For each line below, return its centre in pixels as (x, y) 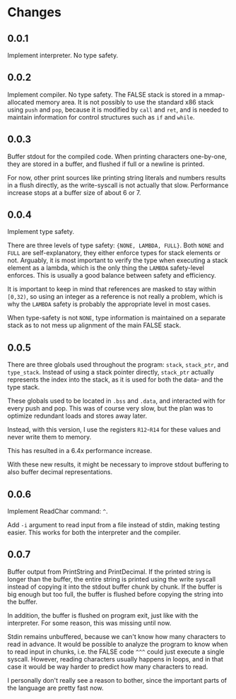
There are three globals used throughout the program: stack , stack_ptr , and (118, 365)
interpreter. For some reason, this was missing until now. (89, 623)
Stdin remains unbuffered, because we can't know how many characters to (117, 636)
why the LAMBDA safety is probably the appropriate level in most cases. (109, 304)
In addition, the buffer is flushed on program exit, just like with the (103, 615)
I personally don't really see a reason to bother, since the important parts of (117, 680)
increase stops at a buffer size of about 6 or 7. (74, 192)
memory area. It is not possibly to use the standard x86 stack (125, 102)
